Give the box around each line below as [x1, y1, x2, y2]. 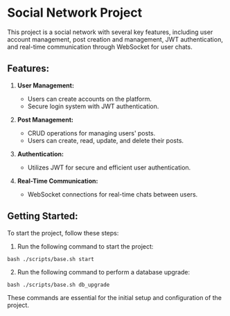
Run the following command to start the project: [17, 242, 154, 251]
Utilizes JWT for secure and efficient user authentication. [27, 163, 191, 172]
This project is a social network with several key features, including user [7, 28, 213, 36]
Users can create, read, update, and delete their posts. [27, 136, 184, 144]
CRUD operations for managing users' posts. [27, 128, 156, 137]
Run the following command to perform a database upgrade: [17, 267, 191, 276]
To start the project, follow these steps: [7, 228, 119, 237]
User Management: [17, 81, 75, 90]
